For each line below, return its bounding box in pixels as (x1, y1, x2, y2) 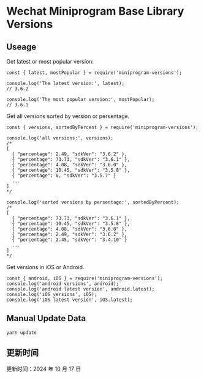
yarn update (6, 329, 37, 336)
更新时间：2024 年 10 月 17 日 (6, 365, 81, 372)
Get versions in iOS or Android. (6, 264, 85, 270)
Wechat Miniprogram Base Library (6, 4, 184, 18)
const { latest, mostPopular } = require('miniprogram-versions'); (6, 70, 183, 76)
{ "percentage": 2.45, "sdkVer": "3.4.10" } (12, 237, 127, 243)
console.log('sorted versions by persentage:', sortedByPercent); (6, 199, 179, 206)
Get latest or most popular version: (6, 58, 94, 65)
